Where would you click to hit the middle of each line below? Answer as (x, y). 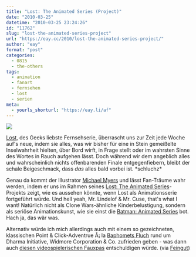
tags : (13, 72)
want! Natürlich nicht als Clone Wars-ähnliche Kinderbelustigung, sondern (96, 205)
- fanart (22, 83)
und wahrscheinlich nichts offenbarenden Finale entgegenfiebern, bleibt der (98, 163)
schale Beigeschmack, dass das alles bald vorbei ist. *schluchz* (84, 169)
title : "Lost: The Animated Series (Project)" (64, 11)
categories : (21, 55)
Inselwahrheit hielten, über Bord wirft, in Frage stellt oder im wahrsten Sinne (98, 150)
